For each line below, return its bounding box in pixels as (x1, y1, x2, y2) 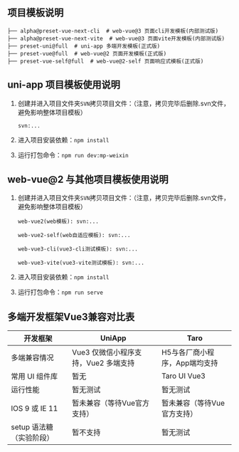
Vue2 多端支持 (86, 358, 135, 368)
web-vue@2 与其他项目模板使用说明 (7, 174, 169, 186)
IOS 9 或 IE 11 (11, 404, 58, 414)
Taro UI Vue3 (161, 371, 206, 381)
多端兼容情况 (11, 353, 55, 363)
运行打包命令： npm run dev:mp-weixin (17, 150, 129, 159)
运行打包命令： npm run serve (17, 288, 103, 297)
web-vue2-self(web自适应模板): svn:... (17, 232, 131, 239)
